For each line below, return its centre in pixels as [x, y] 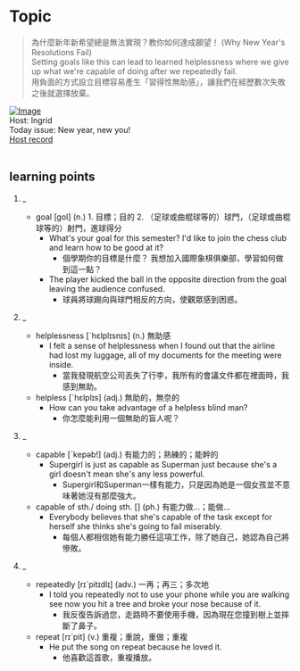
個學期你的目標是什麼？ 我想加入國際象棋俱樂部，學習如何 [169, 258]
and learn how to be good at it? [106, 247]
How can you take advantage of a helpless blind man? [148, 407]
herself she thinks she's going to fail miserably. [135, 526]
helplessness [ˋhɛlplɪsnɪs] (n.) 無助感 [103, 335]
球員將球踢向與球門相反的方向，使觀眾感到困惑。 [152, 299]
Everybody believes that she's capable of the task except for [160, 517]
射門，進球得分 [94, 228]
